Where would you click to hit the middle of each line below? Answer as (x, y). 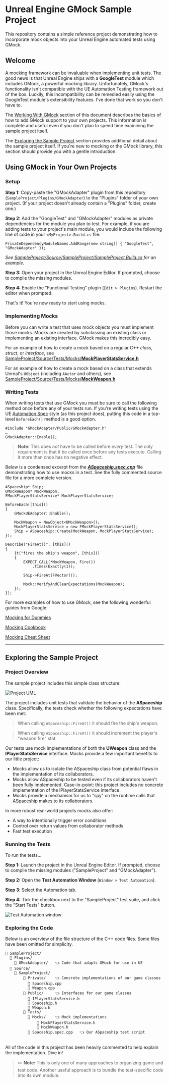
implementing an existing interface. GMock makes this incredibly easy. (78, 338)
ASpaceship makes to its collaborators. (53, 801)
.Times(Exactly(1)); (54, 566)
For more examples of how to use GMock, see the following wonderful (78, 602)
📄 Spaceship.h (42, 1003)
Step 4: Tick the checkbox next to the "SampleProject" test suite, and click (83, 900)
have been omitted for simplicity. (39, 944)
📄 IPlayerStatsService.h (54, 999)
